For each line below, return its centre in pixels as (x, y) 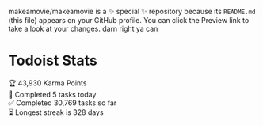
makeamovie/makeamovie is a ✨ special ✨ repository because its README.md (132, 11)
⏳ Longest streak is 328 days (56, 112)
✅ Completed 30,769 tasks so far (63, 103)
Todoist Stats (53, 61)
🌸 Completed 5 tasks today (52, 94)
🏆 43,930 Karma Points (48, 83)
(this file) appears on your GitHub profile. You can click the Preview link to (129, 20)
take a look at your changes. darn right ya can (83, 28)
